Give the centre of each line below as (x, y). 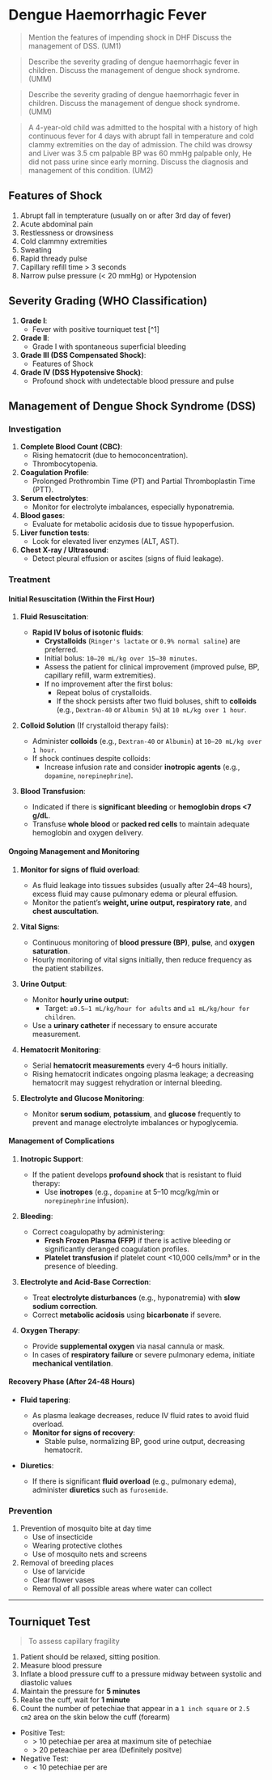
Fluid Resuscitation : (54, 617)
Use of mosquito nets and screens (89, 1554)
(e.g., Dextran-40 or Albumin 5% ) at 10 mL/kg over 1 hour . (151, 710)
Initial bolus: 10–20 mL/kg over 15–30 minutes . (121, 658)
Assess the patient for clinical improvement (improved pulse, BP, (152, 667)
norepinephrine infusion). (87, 1200)
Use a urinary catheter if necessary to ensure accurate (125, 1025)
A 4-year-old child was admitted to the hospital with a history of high (143, 127)
